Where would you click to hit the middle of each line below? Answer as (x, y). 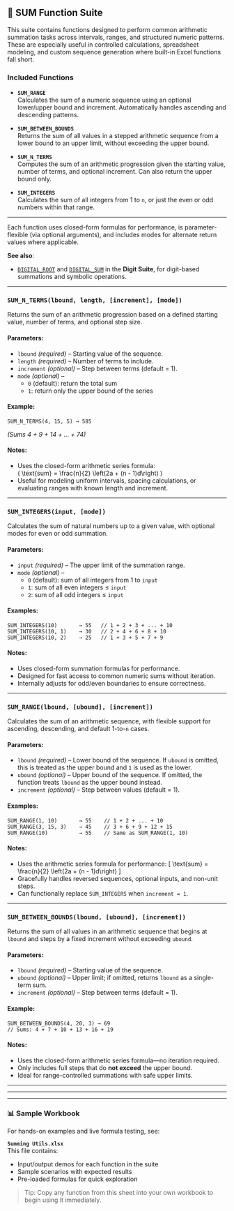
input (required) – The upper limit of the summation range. (101, 565)
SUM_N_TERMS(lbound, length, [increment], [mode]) (95, 300)
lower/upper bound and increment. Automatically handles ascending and (122, 107)
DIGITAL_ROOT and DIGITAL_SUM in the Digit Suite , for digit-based (108, 269)
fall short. (21, 59)
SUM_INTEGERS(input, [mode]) (57, 511)
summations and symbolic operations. (72, 277)
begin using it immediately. (63, 1200)
